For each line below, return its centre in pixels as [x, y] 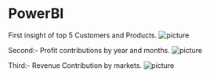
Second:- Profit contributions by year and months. [89, 50]
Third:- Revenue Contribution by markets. [75, 65]
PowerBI [36, 14]
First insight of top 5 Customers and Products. [83, 35]
